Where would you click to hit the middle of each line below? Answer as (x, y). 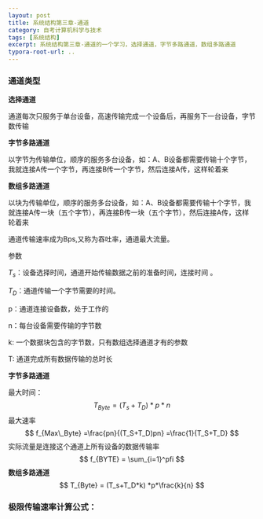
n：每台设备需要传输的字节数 (55, 325)
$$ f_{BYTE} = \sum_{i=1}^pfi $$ (132, 459)
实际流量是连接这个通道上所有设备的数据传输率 (84, 446)
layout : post (29, 15)
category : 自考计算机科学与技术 (55, 30)
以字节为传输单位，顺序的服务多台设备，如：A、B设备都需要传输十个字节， (130, 160)
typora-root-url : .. (42, 52)
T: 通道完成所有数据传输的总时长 (60, 359)
